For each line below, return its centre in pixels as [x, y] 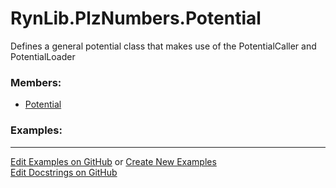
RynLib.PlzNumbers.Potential [136, 18]
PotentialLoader [43, 56]
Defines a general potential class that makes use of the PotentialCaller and [163, 46]
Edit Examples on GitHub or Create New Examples [113, 161]
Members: [36, 82]
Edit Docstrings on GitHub [64, 172]
